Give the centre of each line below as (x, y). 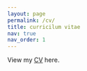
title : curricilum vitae (44, 27)
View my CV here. (34, 60)
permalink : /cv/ (31, 20)
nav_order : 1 (27, 40)
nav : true (22, 33)
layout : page (27, 14)
